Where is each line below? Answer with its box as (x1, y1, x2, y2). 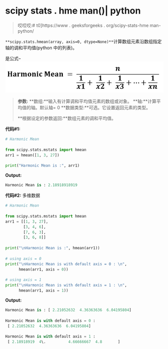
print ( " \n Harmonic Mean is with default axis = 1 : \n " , (5, 283, 127, 288)
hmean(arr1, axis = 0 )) (18, 267, 69, 272)
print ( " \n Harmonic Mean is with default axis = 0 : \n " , (5, 261, 127, 266)
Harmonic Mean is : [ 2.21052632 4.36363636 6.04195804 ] (5, 308, 132, 313)
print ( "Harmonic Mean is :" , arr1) (5, 163, 80, 168)
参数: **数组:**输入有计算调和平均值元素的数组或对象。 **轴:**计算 (17, 98, 157, 104)
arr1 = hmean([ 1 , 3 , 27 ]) (5, 153, 59, 158)
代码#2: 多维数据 (5, 192, 40, 198)
